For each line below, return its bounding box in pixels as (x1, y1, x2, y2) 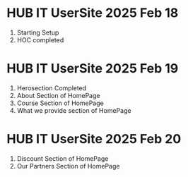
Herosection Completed (16, 83, 87, 92)
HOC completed (16, 35, 64, 44)
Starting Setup (16, 28, 59, 37)
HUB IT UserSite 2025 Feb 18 (6, 5, 179, 21)
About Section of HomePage (16, 91, 100, 99)
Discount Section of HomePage (16, 154, 109, 163)
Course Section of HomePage (16, 99, 104, 107)
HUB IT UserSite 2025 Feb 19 (6, 61, 179, 77)
